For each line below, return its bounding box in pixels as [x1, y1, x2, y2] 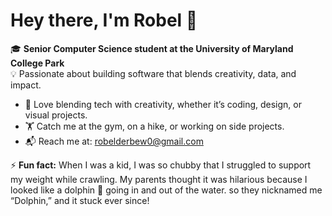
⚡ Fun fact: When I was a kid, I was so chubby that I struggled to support [10, 159, 312, 171]
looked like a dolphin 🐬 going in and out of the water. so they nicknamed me [10, 184, 323, 196]
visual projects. [24, 109, 88, 121]
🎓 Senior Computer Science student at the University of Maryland [10, 42, 294, 54]
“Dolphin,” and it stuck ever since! [10, 194, 150, 206]
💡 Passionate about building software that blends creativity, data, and [10, 67, 297, 79]
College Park [10, 57, 65, 69]
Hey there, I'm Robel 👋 [10, 9, 198, 32]
